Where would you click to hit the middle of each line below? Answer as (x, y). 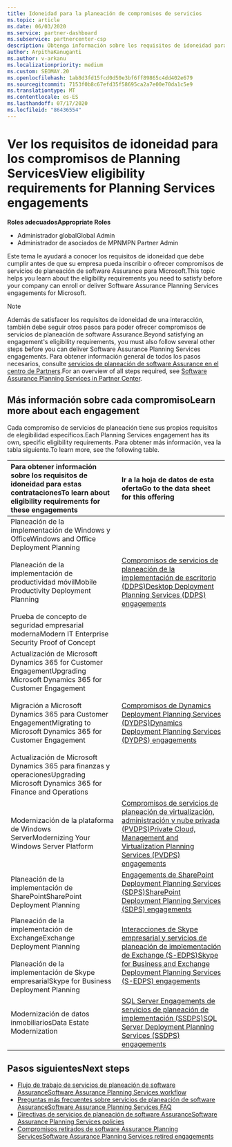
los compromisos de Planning (94, 159)
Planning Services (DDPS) (164, 595)
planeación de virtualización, (168, 811)
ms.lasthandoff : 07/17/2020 (48, 104)
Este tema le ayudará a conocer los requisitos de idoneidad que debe (106, 256)
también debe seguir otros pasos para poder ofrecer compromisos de (106, 327)
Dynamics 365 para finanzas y (60, 766)
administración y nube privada (171, 820)
